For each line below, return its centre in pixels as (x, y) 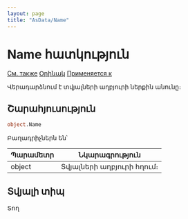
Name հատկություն (68, 54)
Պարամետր (32, 155)
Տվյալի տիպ (36, 191)
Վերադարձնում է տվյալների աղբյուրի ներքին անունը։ (94, 87)
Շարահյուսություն (51, 108)
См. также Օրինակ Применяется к (60, 73)
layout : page (26, 14)
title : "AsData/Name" (38, 20)
